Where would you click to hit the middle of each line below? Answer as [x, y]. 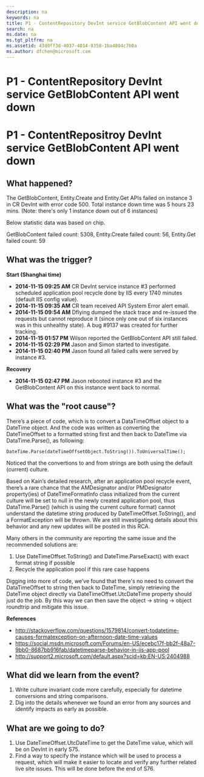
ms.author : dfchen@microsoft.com [49, 52]
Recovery [19, 369]
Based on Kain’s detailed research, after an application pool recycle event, [99, 481]
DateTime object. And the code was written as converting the [83, 427]
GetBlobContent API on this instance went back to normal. [88, 387]
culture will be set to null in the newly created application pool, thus [90, 500]
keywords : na [23, 18]
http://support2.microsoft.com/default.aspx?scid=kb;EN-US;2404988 [102, 656]
